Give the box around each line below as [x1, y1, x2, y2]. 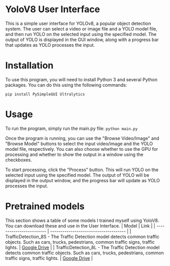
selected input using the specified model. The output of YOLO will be [5, 172, 150, 178]
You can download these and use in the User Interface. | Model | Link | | [5, 222, 156, 229]
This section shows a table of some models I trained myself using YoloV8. [5, 217, 159, 223]
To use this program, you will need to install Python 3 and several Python [5, 76, 158, 82]
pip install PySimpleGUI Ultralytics [5, 91, 85, 97]
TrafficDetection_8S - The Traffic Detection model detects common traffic [5, 234, 160, 240]
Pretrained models [5, 201, 85, 212]
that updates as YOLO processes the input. [5, 42, 95, 48]
